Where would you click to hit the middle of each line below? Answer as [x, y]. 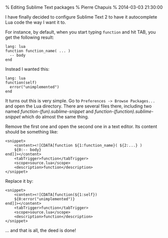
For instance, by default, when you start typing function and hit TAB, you [81, 32]
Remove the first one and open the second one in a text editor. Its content [81, 127]
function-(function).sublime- [124, 111]
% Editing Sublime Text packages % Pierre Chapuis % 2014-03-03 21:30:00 [84, 7]
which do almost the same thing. [55, 117]
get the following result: [30, 37]
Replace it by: [19, 181]
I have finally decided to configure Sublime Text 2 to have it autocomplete [81, 17]
